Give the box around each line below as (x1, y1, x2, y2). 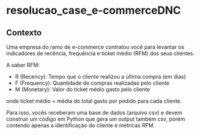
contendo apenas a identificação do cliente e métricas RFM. (6, 122, 155, 129)
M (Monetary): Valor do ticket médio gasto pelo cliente (14, 86, 150, 93)
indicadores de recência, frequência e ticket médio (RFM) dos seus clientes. (6, 50, 195, 57)
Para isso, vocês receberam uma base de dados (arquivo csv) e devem (6, 109, 183, 116)
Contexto (6, 28, 42, 38)
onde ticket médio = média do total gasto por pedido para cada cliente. (6, 97, 182, 104)
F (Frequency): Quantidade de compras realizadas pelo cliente (14, 79, 170, 86)
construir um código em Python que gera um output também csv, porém (6, 115, 185, 122)
